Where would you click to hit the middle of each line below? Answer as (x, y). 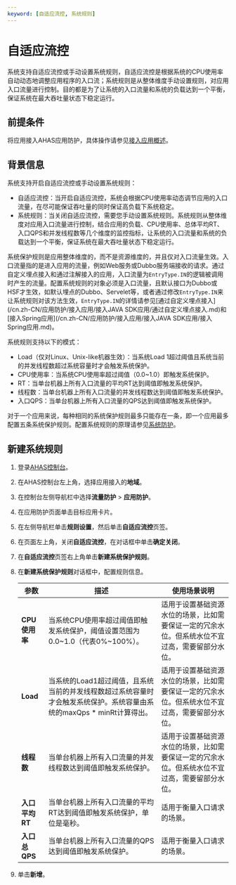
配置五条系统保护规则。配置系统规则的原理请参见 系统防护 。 (93, 425)
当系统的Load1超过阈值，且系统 (101, 681)
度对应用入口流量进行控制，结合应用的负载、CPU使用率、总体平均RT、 (120, 224)
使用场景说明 (193, 591)
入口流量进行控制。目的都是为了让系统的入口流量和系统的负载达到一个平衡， (118, 89)
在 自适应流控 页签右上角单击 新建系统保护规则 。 (85, 557)
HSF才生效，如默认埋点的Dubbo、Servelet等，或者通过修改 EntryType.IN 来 (116, 292)
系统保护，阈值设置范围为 (98, 631)
